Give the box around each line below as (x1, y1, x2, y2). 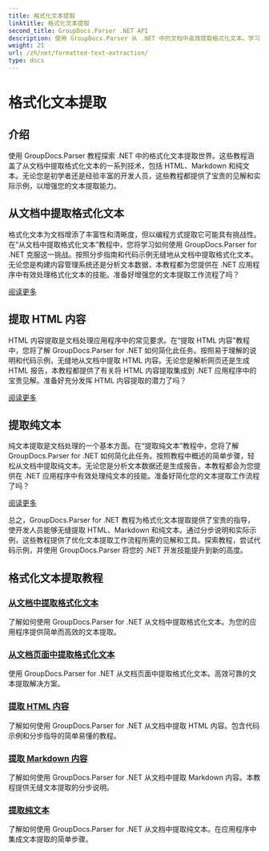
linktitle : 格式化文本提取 (8, 19, 90, 27)
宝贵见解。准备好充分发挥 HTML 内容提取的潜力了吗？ (8, 375, 187, 385)
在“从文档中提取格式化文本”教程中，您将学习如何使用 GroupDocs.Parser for (8, 239, 258, 249)
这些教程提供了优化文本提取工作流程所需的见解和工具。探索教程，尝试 (22, 535, 254, 545)
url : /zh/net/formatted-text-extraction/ (8, 49, 149, 57)
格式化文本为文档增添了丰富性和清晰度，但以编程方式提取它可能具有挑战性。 (8, 230, 261, 239)
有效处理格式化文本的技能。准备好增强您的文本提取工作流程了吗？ (22, 270, 240, 279)
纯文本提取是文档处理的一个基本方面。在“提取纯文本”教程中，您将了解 (8, 441, 239, 450)
